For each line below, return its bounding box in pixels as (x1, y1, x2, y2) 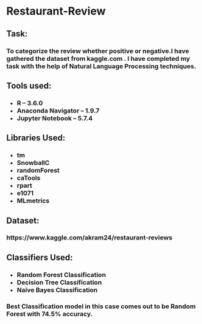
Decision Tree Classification (16, 278, 102, 286)
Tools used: (6, 80, 52, 91)
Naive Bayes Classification (16, 286, 98, 294)
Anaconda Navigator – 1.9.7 (16, 106, 100, 115)
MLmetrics (16, 196, 50, 205)
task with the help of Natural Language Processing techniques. (6, 62, 197, 71)
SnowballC (16, 159, 50, 167)
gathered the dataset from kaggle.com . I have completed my (6, 54, 190, 63)
